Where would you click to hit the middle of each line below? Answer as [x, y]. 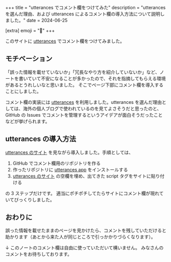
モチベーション [29, 59]
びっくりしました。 [34, 200]
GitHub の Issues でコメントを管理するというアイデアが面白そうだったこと [84, 115]
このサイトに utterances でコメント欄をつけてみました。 [65, 41]
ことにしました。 [23, 91]
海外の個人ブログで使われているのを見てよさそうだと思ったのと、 [92, 108]
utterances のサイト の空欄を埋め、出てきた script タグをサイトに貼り [86, 176]
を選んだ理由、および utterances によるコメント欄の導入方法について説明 [83, 14]
